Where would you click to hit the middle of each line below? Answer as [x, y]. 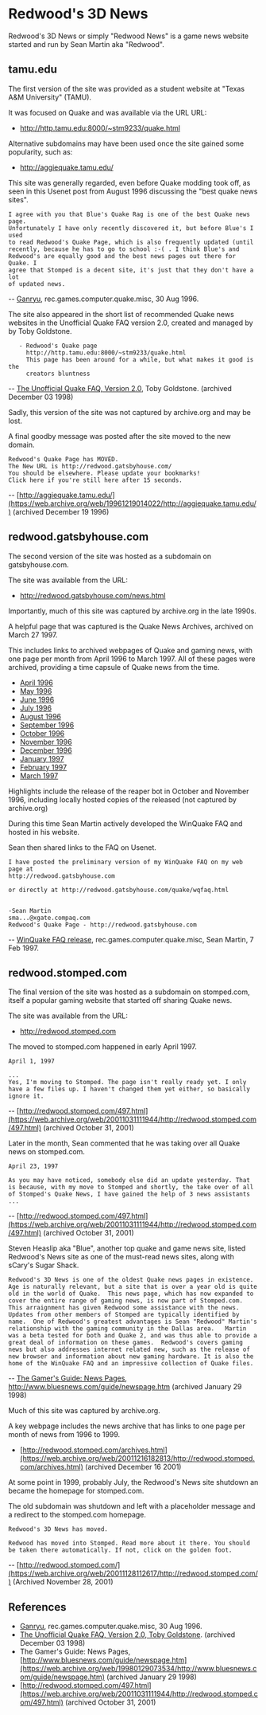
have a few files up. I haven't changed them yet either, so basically [129, 1089]
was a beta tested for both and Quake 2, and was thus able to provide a [133, 1336]
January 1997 [42, 758]
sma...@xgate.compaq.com [49, 918]
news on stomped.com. [47, 1152]
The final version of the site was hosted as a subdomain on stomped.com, [129, 992]
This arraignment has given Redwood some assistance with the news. [124, 1308]
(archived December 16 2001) [133, 1467]
